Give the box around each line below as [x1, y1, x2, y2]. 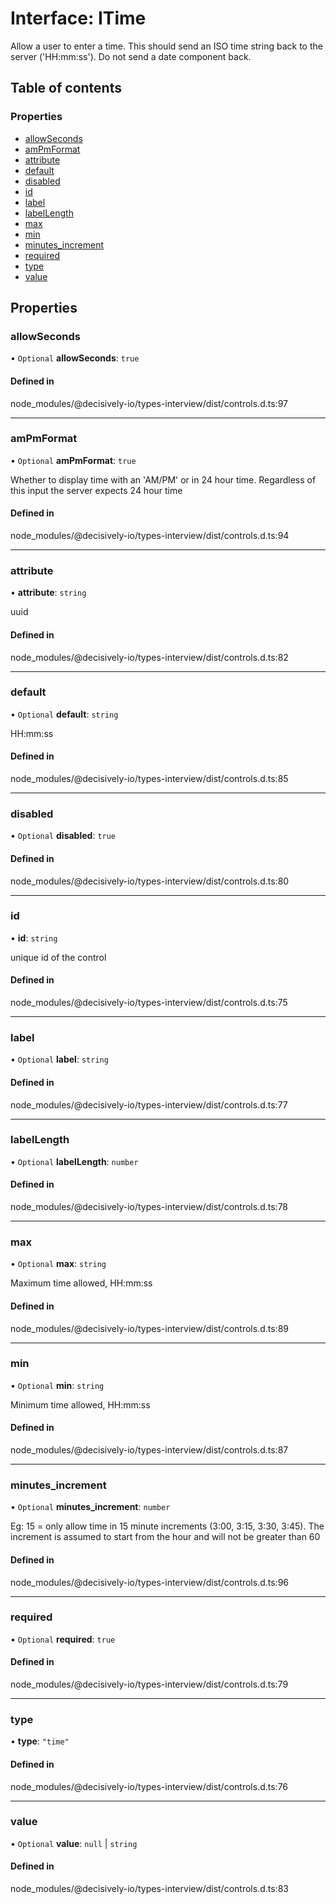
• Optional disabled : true [10, 830, 117, 842]
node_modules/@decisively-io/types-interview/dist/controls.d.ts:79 [10, 1678, 289, 1691]
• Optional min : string [10, 1379, 105, 1391]
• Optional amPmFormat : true [10, 454, 137, 466]
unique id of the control [10, 951, 107, 963]
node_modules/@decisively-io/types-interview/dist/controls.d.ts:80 [10, 875, 290, 887]
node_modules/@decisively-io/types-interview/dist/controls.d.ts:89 [10, 1322, 289, 1334]
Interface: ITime [10, 7, 147, 30]
